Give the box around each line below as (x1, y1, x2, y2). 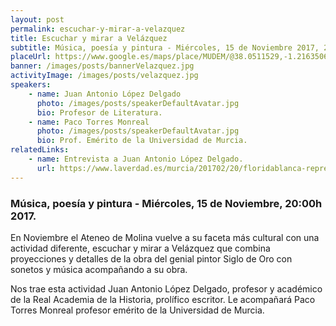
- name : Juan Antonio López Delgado (28, 89, 182, 99)
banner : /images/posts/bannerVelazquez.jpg (10, 61, 195, 71)
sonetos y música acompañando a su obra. (10, 263, 188, 275)
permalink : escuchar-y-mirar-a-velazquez (10, 24, 186, 34)
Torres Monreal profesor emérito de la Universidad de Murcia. (10, 304, 265, 316)
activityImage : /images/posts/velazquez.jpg (10, 71, 199, 81)
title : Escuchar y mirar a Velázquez (10, 33, 168, 43)
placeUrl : (10, 52, 52, 62)
